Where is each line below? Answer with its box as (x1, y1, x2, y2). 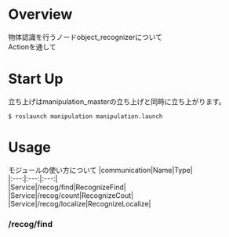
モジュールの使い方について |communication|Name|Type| (8, 165, 194, 174)
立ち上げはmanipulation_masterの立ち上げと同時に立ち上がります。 (8, 96, 226, 106)
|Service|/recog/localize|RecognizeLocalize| (8, 199, 151, 208)
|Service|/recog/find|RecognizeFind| (8, 182, 127, 192)
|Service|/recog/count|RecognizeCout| (8, 190, 134, 200)
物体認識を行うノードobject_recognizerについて (8, 32, 163, 41)
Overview (8, 5, 73, 23)
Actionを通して (8, 41, 56, 52)
